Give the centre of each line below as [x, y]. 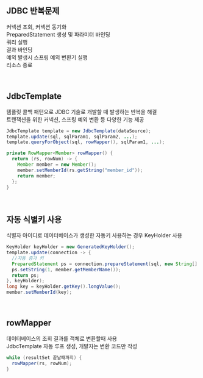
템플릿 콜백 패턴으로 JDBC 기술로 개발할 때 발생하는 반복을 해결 [82, 112]
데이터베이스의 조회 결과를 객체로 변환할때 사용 [62, 338]
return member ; [37, 176]
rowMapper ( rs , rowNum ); [42, 363]
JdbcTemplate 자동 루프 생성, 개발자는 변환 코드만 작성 [72, 346]
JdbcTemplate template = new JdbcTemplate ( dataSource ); [79, 131]
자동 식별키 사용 [34, 219]
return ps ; [26, 275]
